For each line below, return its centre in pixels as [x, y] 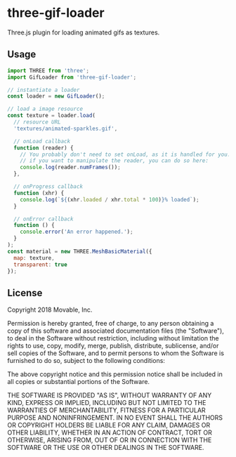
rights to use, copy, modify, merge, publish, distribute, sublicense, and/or [113, 346]
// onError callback [44, 219]
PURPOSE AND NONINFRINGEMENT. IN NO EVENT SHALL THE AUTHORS [115, 418]
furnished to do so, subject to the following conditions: [86, 361]
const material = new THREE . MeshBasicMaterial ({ [80, 251]
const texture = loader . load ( [52, 116]
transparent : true [41, 265]
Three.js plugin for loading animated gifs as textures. [84, 32]
